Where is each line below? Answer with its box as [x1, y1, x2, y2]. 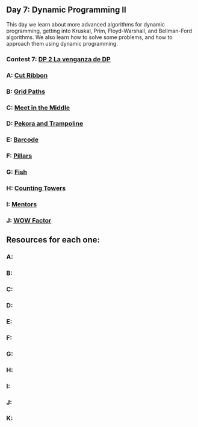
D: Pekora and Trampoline [6, 120, 84, 128]
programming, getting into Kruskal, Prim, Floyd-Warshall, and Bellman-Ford [6, 27, 193, 34]
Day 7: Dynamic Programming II [6, 5, 126, 15]
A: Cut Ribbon [6, 71, 48, 79]
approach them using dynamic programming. [6, 40, 119, 47]
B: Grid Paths [6, 87, 46, 96]
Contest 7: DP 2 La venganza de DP [6, 55, 111, 63]
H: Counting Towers [6, 184, 66, 192]
